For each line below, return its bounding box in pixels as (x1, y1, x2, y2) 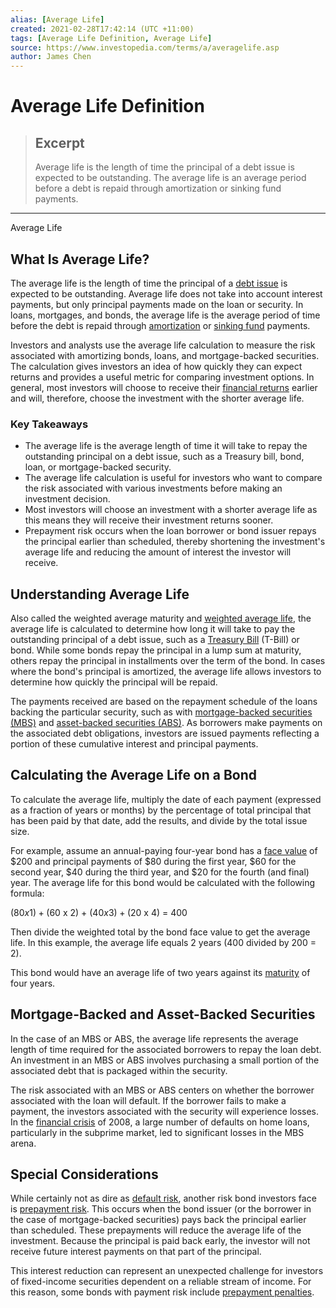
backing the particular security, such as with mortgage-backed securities (10, 706, 313, 718)
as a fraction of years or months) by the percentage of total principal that (10, 804, 312, 816)
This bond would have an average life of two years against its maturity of (10, 966, 311, 978)
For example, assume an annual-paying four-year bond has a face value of (10, 844, 318, 856)
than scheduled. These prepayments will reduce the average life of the (10, 1224, 302, 1236)
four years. (10, 977, 56, 989)
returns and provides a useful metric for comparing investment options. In (10, 371, 315, 383)
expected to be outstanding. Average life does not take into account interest (10, 287, 323, 300)
